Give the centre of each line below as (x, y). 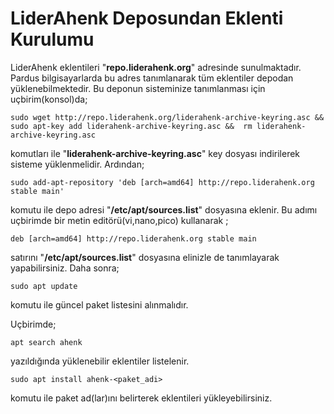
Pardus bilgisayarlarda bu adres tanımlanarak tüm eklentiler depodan (152, 78)
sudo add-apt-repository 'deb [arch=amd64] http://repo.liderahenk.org (162, 182)
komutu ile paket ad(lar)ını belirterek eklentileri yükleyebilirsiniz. (141, 398)
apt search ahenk (46, 342)
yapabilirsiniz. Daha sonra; (65, 268)
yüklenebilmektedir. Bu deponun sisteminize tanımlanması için (138, 88)
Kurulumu (52, 39)
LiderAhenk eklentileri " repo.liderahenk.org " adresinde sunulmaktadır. (156, 67)
